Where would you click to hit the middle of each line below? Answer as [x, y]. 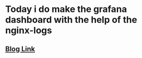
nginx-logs [29, 30]
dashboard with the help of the [71, 20]
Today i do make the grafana [66, 9]
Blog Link [20, 49]
